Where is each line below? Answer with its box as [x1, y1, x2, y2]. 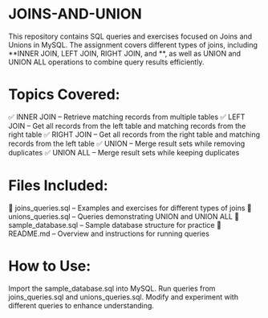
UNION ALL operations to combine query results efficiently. [8, 57, 205, 67]
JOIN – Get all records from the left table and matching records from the [8, 121, 246, 130]
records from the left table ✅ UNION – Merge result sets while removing [8, 138, 246, 148]
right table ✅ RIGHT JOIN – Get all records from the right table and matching [8, 130, 261, 139]
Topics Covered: [8, 85, 120, 104]
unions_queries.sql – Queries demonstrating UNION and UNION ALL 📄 [8, 211, 240, 221]
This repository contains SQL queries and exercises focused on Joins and [8, 31, 253, 41]
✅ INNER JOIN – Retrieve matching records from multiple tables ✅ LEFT [8, 112, 246, 122]
